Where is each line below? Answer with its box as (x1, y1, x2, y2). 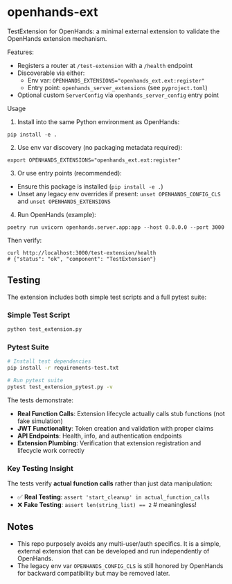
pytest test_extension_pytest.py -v (7, 383, 113, 390)
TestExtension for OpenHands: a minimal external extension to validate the (7, 27, 220, 35)
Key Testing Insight (7, 463, 74, 473)
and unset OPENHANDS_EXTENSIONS (17, 197, 111, 205)
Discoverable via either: (17, 69, 85, 77)
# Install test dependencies (7, 358, 91, 365)
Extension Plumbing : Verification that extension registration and (17, 438, 202, 447)
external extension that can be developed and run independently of (17, 547, 210, 555)
